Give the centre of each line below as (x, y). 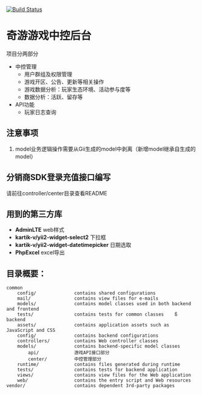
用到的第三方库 (34, 214)
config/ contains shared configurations (86, 293)
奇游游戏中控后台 (49, 36)
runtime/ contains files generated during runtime (99, 365)
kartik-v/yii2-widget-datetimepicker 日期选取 (73, 245)
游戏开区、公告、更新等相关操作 (64, 81)
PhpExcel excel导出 (40, 252)
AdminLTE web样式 (40, 230)
